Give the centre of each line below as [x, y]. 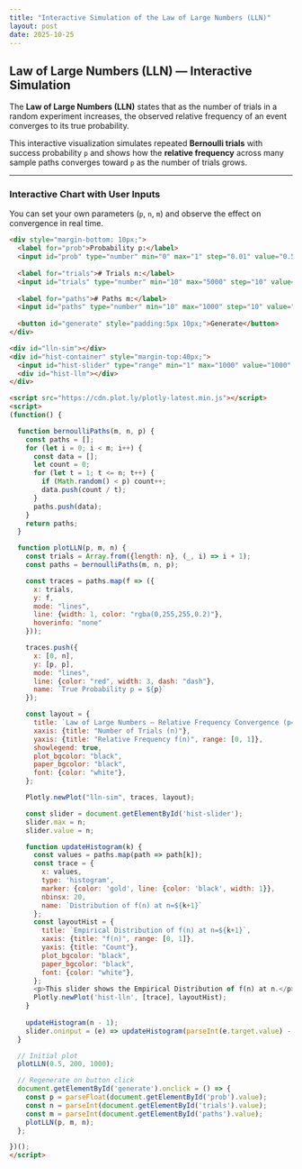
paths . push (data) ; [67, 507]
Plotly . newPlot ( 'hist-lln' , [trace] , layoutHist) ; [130, 998]
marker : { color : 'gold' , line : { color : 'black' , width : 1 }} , [159, 889]
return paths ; [52, 524]
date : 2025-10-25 [42, 34]
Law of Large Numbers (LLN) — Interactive [131, 71]
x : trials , [53, 589]
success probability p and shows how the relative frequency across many [147, 153]
